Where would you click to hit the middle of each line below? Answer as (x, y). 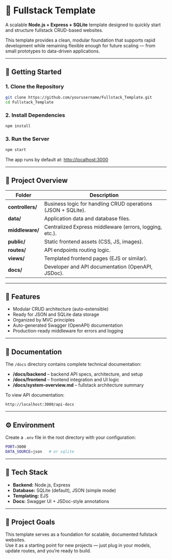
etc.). (50, 233)
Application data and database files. (87, 218)
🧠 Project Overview (37, 181)
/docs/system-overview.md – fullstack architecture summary (78, 385)
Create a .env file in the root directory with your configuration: (71, 437)
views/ (16, 258)
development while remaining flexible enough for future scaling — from (80, 45)
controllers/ (23, 207)
